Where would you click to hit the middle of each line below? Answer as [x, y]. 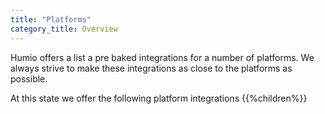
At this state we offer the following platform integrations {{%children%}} [159, 98]
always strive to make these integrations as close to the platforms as [151, 68]
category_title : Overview [64, 29]
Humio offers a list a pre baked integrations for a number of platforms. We [162, 57]
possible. [29, 78]
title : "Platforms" [51, 19]
